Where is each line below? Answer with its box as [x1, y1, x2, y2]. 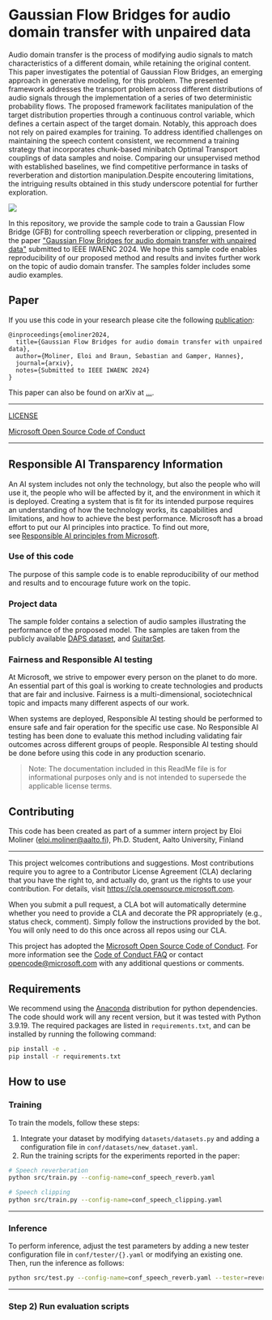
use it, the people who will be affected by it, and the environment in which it [8, 488, 261, 498]
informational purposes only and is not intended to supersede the [28, 772, 247, 783]
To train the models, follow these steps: [8, 1117, 140, 1127]
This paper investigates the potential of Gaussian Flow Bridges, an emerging [8, 66, 263, 76]
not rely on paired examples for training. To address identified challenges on [8, 127, 263, 137]
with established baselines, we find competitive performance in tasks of [8, 161, 249, 171]
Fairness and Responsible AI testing [8, 654, 153, 665]
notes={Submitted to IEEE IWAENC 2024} [15, 366, 151, 374]
